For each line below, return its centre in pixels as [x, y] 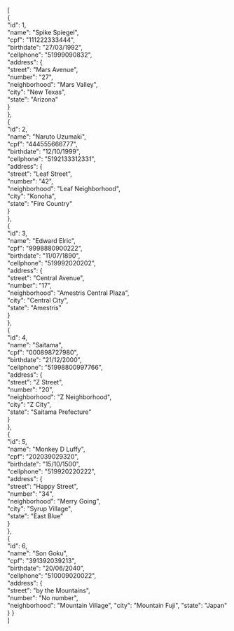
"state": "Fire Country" [40, 203]
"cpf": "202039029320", [43, 457]
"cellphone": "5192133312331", [51, 159]
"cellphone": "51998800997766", [55, 367]
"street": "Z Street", [35, 382]
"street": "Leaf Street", [40, 174]
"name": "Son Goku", [37, 553]
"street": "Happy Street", [43, 486]
